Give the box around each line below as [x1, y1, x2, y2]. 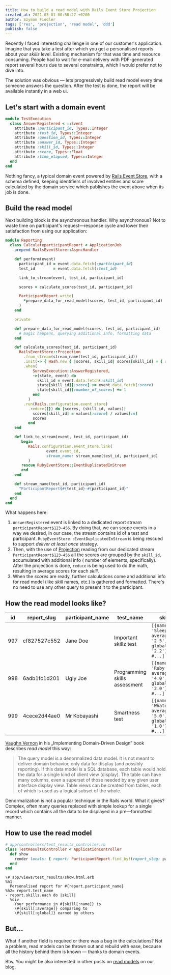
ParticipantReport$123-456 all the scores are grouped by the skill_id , [12, 552, 161, 558]
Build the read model [5, 204, 72, 212]
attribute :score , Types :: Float [14, 150, 83, 155]
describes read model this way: [5, 745, 71, 752]
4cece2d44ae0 [22, 712, 61, 720]
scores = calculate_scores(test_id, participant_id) [18, 284, 133, 290]
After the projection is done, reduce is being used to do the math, [12, 563, 149, 569]
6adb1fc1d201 [22, 675, 60, 682]
